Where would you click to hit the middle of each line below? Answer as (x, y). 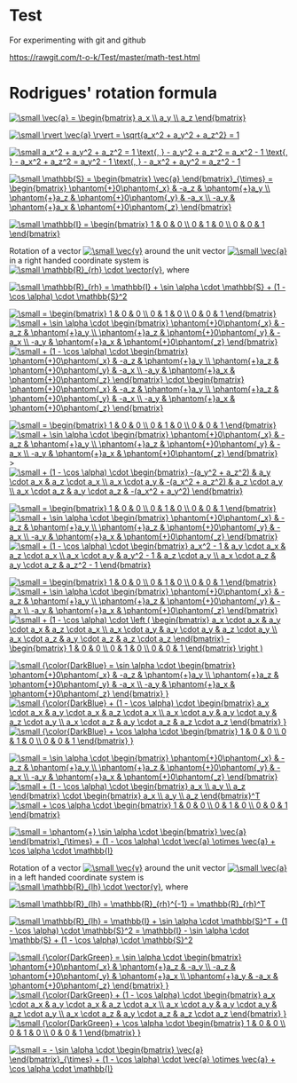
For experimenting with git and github (78, 40)
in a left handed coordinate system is (77, 877)
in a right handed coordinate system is (79, 260)
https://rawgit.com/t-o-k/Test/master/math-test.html (105, 57)
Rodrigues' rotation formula (113, 93)
